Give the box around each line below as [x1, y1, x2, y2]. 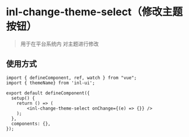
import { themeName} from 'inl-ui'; [6, 80, 95, 86]
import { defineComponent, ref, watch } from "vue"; [6, 75, 137, 80]
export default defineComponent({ [6, 90, 90, 96]
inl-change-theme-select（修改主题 [6, 5, 183, 19]
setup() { [11, 95, 35, 101]
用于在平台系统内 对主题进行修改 [20, 40, 99, 47]
